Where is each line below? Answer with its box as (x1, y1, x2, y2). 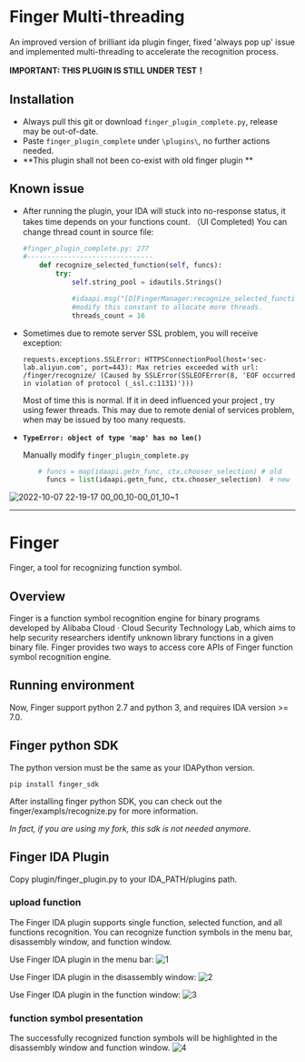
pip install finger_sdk (9, 780, 100, 789)
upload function (9, 896, 82, 909)
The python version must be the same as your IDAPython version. (9, 762, 256, 773)
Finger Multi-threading (9, 6, 185, 27)
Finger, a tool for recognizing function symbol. (9, 562, 182, 573)
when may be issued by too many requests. (22, 414, 186, 425)
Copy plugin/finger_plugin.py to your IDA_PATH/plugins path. (9, 874, 238, 885)
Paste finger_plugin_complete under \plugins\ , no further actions (22, 135, 271, 147)
